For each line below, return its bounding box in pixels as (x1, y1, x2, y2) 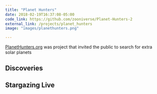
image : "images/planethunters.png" (5, 26, 79, 31)
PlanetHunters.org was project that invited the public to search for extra (5, 44, 153, 50)
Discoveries (5, 63, 43, 72)
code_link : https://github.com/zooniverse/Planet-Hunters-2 (5, 16, 133, 21)
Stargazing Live (5, 80, 55, 89)
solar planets (5, 49, 32, 55)
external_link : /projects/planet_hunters (5, 21, 93, 26)
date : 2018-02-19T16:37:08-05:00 (5, 12, 75, 17)
